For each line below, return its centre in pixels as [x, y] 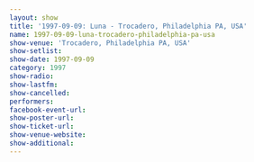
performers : [32, 101]
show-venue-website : [48, 135]
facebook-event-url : [48, 110]
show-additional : [42, 143]
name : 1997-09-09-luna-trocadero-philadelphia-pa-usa [113, 34]
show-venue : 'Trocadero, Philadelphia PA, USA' [100, 43]
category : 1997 [38, 68]
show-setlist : [36, 51]
